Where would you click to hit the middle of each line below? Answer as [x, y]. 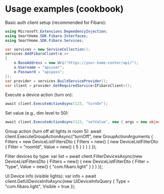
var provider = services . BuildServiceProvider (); [57, 81]
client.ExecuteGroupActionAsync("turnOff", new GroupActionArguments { [79, 136]
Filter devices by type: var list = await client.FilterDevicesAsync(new [74, 156]
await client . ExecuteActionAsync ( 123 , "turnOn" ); [57, 104]
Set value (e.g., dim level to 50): [37, 113]
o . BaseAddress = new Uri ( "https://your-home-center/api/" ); [76, 63]
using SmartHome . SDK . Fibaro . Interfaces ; [47, 36]
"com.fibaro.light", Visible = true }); [40, 187]
